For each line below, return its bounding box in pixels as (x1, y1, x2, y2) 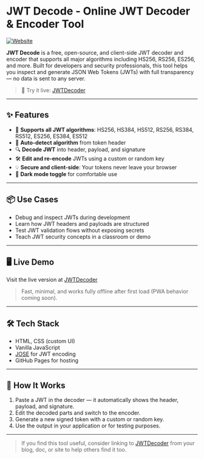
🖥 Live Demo (6, 257, 55, 267)
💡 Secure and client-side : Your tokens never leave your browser (15, 163, 177, 171)
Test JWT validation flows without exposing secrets (15, 226, 144, 234)
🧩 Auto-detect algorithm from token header (15, 138, 126, 146)
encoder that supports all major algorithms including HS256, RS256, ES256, (6, 55, 195, 63)
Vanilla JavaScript (15, 344, 61, 352)
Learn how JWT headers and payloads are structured (15, 220, 149, 227)
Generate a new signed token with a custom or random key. (15, 416, 165, 423)
